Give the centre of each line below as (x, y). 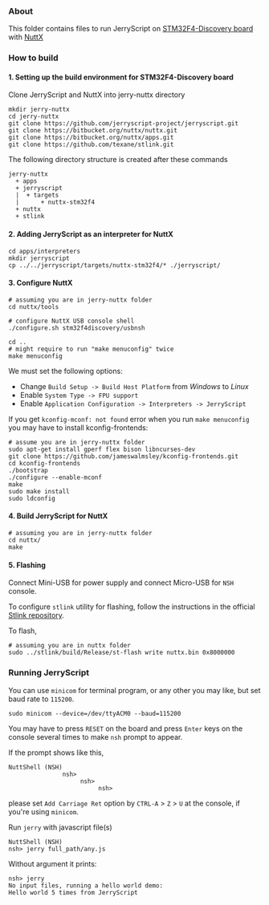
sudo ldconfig (32, 498)
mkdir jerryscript (39, 258)
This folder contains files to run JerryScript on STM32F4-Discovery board (131, 29)
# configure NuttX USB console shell (71, 321)
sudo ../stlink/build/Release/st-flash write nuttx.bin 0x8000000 (122, 653)
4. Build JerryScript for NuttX (58, 516)
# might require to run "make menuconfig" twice (91, 349)
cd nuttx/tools (34, 306)
